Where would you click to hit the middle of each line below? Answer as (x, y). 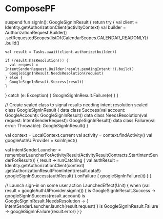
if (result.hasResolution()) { (37, 60)
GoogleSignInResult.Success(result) (47, 82)
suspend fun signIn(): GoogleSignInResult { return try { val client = (71, 22)
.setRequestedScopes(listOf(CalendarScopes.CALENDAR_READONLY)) (77, 38)
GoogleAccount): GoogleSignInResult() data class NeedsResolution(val (76, 115)
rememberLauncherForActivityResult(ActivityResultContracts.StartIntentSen (81, 155)
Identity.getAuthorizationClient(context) (45, 165)
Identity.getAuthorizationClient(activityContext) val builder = (65, 27)
